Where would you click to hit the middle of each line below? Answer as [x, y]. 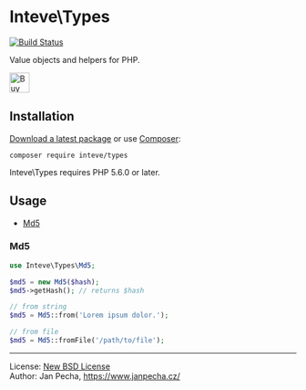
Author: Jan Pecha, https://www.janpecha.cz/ [95, 375]
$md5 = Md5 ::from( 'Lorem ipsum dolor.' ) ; [89, 316]
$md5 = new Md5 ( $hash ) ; [55, 282]
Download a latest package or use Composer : [95, 138]
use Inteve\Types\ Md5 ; [52, 265]
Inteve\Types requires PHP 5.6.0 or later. [85, 172]
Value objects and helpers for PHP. [75, 59]
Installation [42, 116]
